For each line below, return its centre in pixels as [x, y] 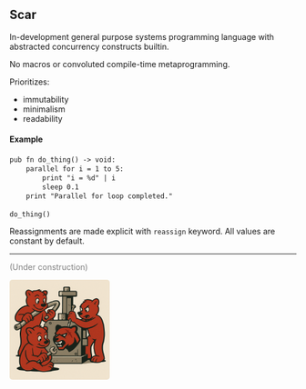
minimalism [44, 109]
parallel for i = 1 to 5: [75, 169]
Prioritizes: [30, 82]
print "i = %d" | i [79, 178]
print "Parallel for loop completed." [99, 196]
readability [42, 118]
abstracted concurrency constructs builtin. [90, 46]
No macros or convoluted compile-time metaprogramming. [120, 64]
